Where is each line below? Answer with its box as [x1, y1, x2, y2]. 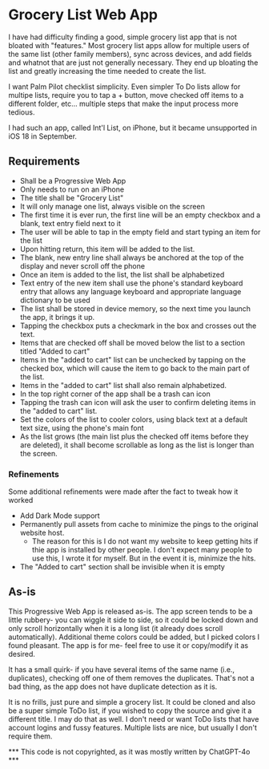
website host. [19, 528, 65, 538]
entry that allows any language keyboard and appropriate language [19, 286, 242, 296]
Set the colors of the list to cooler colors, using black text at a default [19, 415, 248, 424]
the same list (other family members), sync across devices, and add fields [8, 49, 252, 59]
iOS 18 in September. [8, 131, 78, 141]
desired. [8, 649, 36, 658]
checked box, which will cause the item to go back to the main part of [19, 363, 250, 373]
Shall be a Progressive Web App [19, 176, 126, 185]
